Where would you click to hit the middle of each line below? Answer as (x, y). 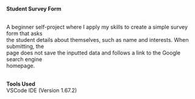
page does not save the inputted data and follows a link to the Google (94, 53)
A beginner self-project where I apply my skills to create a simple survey (97, 27)
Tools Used (21, 84)
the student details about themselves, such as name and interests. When (97, 40)
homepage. (21, 66)
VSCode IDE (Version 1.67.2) (42, 90)
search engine (24, 59)
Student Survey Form (34, 9)
